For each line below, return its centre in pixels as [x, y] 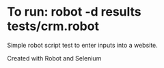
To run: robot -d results [74, 12]
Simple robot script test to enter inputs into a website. [83, 45]
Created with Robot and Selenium [54, 58]
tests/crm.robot [53, 26]
